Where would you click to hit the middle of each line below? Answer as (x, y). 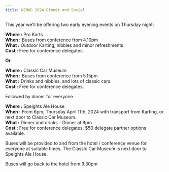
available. (15, 133)
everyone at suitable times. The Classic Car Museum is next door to (76, 149)
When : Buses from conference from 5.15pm (52, 76)
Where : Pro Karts (24, 34)
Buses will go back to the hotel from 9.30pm (52, 164)
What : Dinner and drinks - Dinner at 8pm (49, 122)
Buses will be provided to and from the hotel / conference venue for (76, 143)
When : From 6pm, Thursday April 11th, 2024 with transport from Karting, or (84, 111)
